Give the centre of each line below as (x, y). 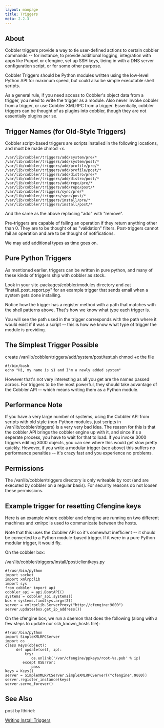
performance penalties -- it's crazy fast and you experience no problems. (79, 453)
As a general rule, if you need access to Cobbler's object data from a (74, 95)
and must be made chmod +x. (35, 148)
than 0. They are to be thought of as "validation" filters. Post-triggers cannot (82, 228)
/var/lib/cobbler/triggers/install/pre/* (48, 200)
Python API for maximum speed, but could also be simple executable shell (80, 81)
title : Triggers (21, 14)
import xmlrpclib (23, 580)
